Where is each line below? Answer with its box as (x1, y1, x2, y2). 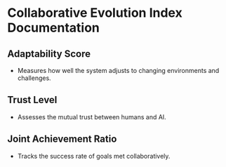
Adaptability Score (7, 48, 91, 60)
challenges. (17, 74, 51, 82)
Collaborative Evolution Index (7, 5, 182, 21)
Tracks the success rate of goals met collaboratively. (17, 152, 171, 160)
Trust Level (7, 94, 58, 106)
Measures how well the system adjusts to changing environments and (17, 67, 220, 74)
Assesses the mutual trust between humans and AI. (17, 112, 166, 121)
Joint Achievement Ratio (7, 133, 117, 145)
